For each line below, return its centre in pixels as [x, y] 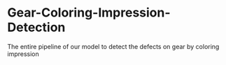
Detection [36, 27]
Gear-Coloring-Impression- [89, 13]
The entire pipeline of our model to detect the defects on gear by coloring [113, 46]
